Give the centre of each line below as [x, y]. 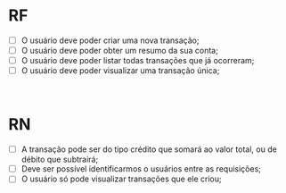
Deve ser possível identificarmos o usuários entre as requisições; [141, 169]
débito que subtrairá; [60, 159]
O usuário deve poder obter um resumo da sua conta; [120, 50]
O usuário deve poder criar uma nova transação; [110, 40]
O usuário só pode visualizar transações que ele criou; [121, 179]
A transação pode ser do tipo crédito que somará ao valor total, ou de [149, 149]
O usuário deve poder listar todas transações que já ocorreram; [138, 61]
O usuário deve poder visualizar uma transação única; [120, 71]
